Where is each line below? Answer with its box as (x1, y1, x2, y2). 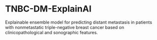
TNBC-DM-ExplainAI (5, 3, 92, 14)
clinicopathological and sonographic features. (5, 29, 98, 35)
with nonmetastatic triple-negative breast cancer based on (5, 24, 125, 30)
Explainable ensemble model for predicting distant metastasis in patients (5, 19, 153, 25)
